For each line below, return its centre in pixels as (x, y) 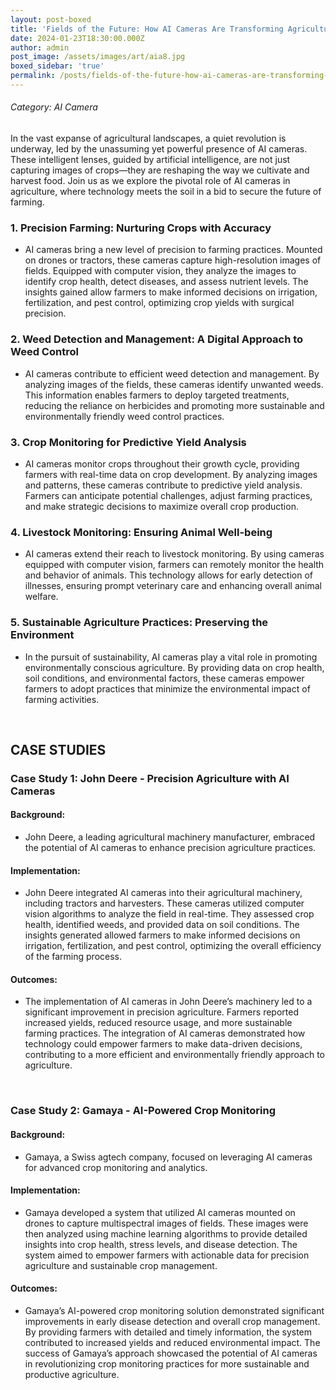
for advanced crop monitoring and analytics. (116, 1167)
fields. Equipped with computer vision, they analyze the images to (160, 271)
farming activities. (62, 699)
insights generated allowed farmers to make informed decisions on (162, 935)
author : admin (40, 47)
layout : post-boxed (51, 19)
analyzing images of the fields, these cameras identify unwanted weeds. (174, 384)
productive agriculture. (72, 1375)
